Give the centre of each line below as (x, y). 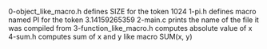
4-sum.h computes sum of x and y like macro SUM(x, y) (100, 36)
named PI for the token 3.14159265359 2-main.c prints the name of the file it (134, 20)
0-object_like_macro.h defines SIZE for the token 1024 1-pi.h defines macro (132, 11)
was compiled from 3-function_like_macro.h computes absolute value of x (130, 28)
